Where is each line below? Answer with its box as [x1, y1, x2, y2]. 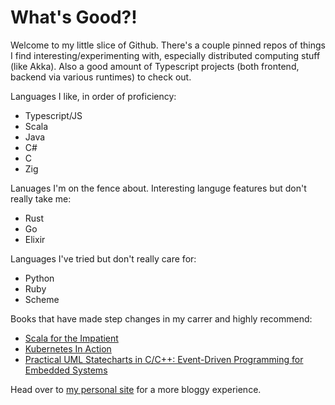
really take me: [10, 192, 72, 205]
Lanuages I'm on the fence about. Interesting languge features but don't [10, 182, 307, 194]
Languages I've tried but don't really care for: [10, 252, 197, 265]
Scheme [24, 293, 60, 305]
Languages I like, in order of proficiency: [10, 90, 177, 102]
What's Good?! [10, 6, 138, 29]
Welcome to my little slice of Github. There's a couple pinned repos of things [10, 39, 326, 51]
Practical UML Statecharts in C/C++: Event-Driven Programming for [24, 353, 304, 365]
